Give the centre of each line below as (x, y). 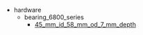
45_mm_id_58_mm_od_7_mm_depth (85, 24)
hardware (27, 10)
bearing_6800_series (54, 17)
